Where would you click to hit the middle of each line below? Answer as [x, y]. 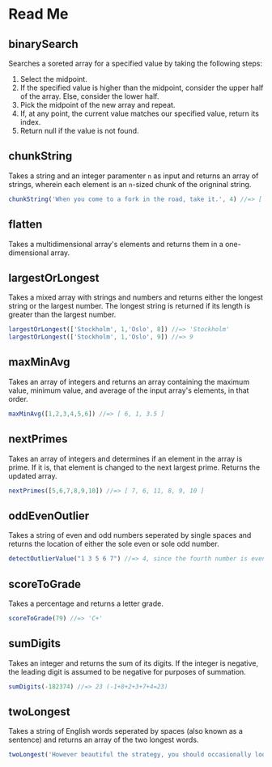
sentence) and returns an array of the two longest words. [104, 740]
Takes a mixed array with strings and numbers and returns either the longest [136, 297]
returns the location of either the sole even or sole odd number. [114, 544]
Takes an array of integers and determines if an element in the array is [125, 458]
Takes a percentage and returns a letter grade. [86, 603]
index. [30, 122]
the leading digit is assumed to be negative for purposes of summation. [127, 671]
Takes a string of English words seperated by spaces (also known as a [125, 731]
